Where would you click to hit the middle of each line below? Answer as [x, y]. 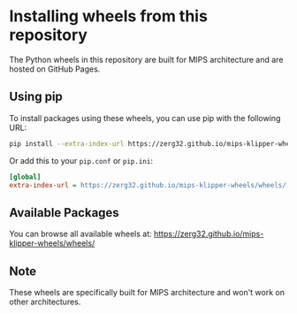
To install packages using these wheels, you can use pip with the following [145, 118]
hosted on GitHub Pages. [55, 69]
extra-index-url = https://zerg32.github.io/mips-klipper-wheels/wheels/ [148, 185]
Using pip [36, 97]
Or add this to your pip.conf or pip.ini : [81, 160]
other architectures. [45, 302]
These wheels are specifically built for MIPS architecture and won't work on [147, 292]
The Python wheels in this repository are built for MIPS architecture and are [146, 59]
